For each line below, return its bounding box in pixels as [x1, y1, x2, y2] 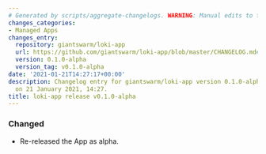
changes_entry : [8, 33, 59, 42]
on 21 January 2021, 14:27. [15, 85, 108, 93]
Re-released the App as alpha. [19, 136, 119, 146]
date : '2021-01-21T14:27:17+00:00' [8, 70, 126, 78]
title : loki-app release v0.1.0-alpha [8, 92, 136, 100]
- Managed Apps [8, 26, 59, 34]
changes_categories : [8, 19, 77, 27]
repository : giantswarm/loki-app [15, 41, 126, 49]
